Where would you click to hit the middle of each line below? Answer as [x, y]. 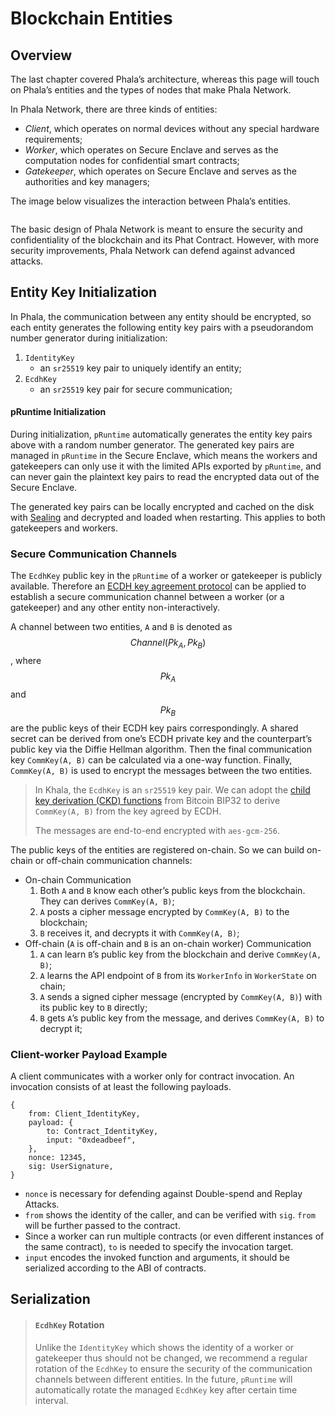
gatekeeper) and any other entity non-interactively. [115, 608]
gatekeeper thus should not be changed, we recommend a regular [171, 1358]
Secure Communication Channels [94, 554]
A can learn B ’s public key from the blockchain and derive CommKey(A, [180, 954]
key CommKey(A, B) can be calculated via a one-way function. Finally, [151, 759]
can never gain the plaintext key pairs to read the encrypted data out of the [165, 477]
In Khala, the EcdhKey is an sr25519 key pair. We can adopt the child [172, 789]
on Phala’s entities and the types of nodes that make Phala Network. [151, 90]
